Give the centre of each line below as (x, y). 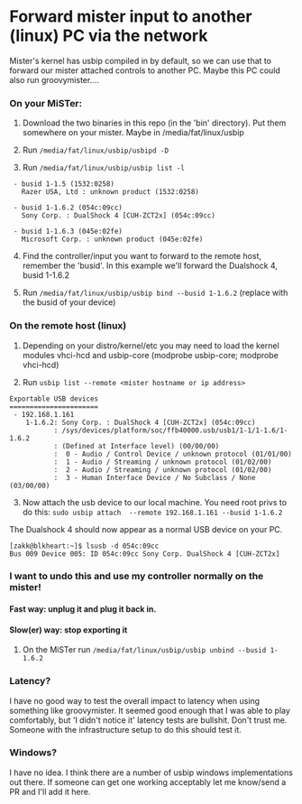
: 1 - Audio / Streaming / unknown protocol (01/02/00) (163, 462)
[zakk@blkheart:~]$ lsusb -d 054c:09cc (84, 546)
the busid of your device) (69, 302)
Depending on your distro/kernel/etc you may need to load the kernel (151, 346)
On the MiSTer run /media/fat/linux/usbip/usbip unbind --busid (144, 650)
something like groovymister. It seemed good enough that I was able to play (150, 710)
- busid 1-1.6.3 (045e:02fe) (68, 232)
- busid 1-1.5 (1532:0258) (64, 184)
